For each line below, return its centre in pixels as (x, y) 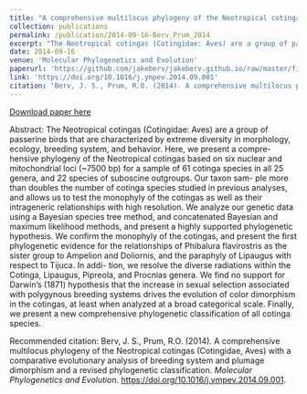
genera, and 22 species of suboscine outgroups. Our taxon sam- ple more (149, 178)
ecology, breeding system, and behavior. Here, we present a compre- (140, 149)
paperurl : (28, 69)
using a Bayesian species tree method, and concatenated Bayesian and (144, 216)
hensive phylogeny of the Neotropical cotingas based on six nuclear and (146, 158)
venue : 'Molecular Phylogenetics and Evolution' (104, 60)
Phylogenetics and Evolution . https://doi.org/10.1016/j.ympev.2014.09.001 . (148, 379)
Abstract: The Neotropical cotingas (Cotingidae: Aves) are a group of (139, 130)
